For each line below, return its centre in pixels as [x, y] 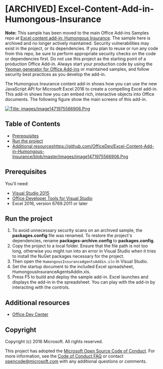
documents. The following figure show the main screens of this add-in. [76, 99]
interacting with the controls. [41, 287]
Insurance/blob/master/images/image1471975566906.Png [70, 156]
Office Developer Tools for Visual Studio [52, 198]
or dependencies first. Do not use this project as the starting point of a [75, 58]
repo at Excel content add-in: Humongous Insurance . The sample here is [78, 38]
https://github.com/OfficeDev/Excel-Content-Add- [104, 146]
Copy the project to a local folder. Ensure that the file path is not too [80, 246]
